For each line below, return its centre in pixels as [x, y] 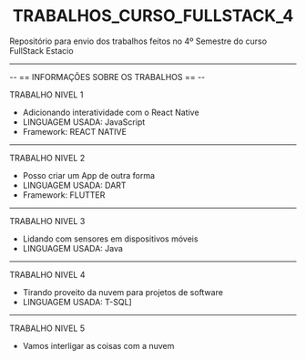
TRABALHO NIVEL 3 [47, 221]
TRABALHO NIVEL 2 [47, 158]
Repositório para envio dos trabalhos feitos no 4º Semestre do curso [138, 41]
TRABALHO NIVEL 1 [46, 94]
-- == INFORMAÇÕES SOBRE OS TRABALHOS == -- [107, 77]
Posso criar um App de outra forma [89, 175]
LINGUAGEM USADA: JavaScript [84, 122]
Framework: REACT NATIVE [75, 131]
